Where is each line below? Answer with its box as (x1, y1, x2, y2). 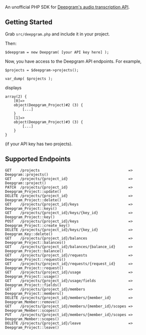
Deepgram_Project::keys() (5, 206, 57, 211)
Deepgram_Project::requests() (5, 257, 66, 262)
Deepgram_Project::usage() (5, 274, 59, 279)
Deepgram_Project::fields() (5, 283, 62, 287)
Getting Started (5, 18, 53, 26)
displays (5, 84, 22, 90)
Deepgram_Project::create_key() (5, 223, 70, 228)
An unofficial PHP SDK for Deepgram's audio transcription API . (5, 4, 130, 10)
